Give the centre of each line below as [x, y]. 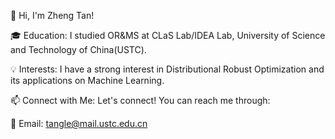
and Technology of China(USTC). [78, 49]
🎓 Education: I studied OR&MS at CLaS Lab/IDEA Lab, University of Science [168, 35]
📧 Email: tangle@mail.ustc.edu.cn [79, 123]
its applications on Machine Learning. [87, 80]
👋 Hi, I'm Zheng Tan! [52, 15]
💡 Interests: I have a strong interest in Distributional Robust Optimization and [167, 69]
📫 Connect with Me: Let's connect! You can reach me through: [140, 100]
